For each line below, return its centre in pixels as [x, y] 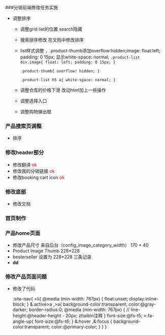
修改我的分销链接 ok [33, 171]
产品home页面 [23, 233]
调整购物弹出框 [36, 112]
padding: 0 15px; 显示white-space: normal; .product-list [80, 57]
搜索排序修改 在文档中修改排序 [52, 40]
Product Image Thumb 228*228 [46, 251]
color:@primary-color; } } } [79, 327]
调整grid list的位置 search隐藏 [51, 29]
